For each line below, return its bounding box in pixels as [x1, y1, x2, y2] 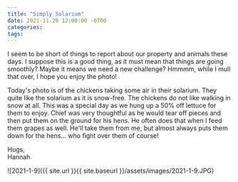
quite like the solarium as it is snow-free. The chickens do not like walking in [7, 94, 232, 102]
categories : [7, 23, 43, 31]
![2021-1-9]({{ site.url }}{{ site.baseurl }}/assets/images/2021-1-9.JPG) [7, 166, 214, 175]
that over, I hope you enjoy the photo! [7, 73, 118, 81]
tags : [7, 30, 24, 38]
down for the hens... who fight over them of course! [7, 132, 159, 140]
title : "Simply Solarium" [7, 10, 84, 18]
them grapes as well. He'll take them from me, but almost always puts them [7, 124, 228, 132]
